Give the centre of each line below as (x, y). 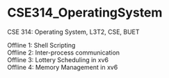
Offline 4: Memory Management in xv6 (63, 67)
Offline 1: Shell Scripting (41, 45)
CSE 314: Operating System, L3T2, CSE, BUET (74, 32)
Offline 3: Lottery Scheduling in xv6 (58, 59)
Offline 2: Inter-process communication (64, 52)
